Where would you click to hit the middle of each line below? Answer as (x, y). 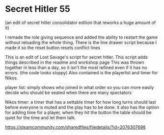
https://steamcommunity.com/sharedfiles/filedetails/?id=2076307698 (75, 127)
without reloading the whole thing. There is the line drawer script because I (81, 42)
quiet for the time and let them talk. (41, 117)
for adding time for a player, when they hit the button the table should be (78, 112)
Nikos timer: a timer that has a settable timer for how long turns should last (81, 102)
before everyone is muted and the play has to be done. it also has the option (82, 107)
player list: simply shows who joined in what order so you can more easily (80, 87)
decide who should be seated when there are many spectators (68, 92)
